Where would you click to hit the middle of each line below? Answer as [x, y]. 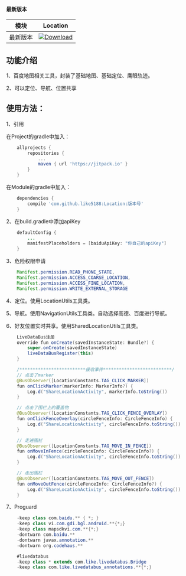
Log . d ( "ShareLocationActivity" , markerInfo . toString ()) [97, 392]
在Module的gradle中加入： [39, 187]
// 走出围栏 [30, 473]
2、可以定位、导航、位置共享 [41, 88]
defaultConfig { [37, 232]
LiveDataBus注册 [36, 337]
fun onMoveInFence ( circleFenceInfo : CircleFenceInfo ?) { [88, 451]
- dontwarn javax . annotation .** [55, 540]
